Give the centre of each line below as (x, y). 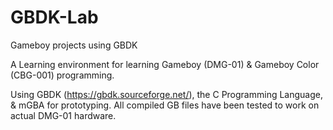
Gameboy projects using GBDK (74, 45)
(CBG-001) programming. (62, 75)
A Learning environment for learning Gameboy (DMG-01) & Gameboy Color (165, 64)
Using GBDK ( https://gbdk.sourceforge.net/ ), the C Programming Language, (166, 94)
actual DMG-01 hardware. (63, 115)
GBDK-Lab (54, 17)
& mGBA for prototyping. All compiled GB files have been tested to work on (165, 105)
